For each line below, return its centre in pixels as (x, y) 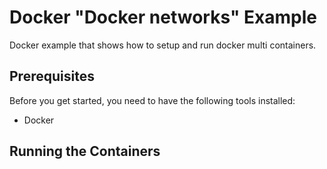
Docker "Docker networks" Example (163, 17)
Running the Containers (85, 151)
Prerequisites (52, 76)
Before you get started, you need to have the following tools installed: (152, 100)
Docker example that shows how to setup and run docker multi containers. (163, 45)
